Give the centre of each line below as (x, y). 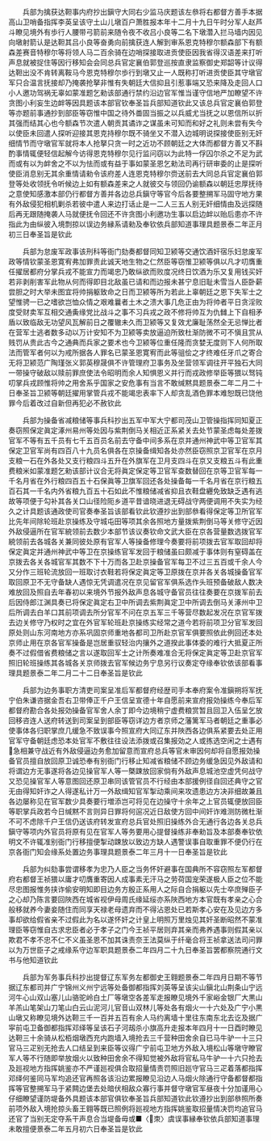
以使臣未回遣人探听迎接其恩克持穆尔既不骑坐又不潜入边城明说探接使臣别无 (132, 133)
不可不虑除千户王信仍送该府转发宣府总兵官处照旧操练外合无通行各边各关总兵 (135, 822)
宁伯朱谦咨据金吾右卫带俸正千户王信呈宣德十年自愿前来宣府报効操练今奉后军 (135, 700)
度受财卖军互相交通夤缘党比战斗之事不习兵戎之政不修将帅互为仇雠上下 (125, 312)
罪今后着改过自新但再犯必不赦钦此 (65, 403)
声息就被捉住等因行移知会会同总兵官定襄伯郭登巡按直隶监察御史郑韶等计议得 (135, 62)
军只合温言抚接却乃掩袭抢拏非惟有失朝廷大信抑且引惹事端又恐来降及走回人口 (135, 82)
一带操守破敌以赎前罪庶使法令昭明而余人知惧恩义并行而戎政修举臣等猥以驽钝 (135, 373)
